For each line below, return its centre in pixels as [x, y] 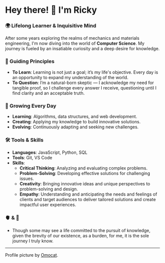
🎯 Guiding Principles [30, 61]
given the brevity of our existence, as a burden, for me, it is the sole [81, 235]
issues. [27, 178]
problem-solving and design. [49, 189]
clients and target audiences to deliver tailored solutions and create [88, 200]
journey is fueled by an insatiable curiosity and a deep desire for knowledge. [82, 49]
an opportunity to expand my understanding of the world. [70, 77]
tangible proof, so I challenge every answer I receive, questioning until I [84, 88]
